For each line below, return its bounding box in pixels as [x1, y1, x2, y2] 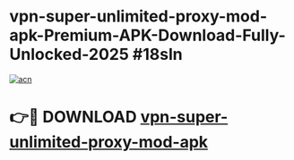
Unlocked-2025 [9, 45, 130, 64]
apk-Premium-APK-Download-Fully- [9, 25, 287, 46]
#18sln [132, 45, 183, 64]
